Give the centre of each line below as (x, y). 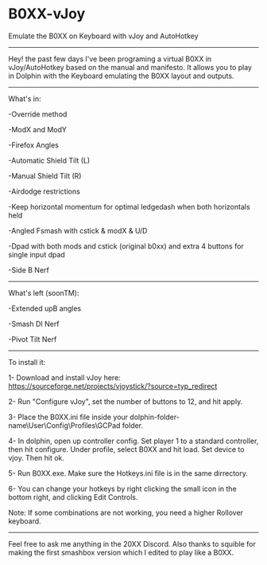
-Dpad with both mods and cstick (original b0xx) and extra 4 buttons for (126, 246)
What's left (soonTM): (44, 292)
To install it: (27, 362)
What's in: (25, 98)
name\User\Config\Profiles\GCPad (64, 425)
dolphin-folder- (155, 417)
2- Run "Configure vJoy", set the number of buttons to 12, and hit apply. (126, 401)
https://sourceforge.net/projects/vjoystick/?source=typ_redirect (113, 386)
